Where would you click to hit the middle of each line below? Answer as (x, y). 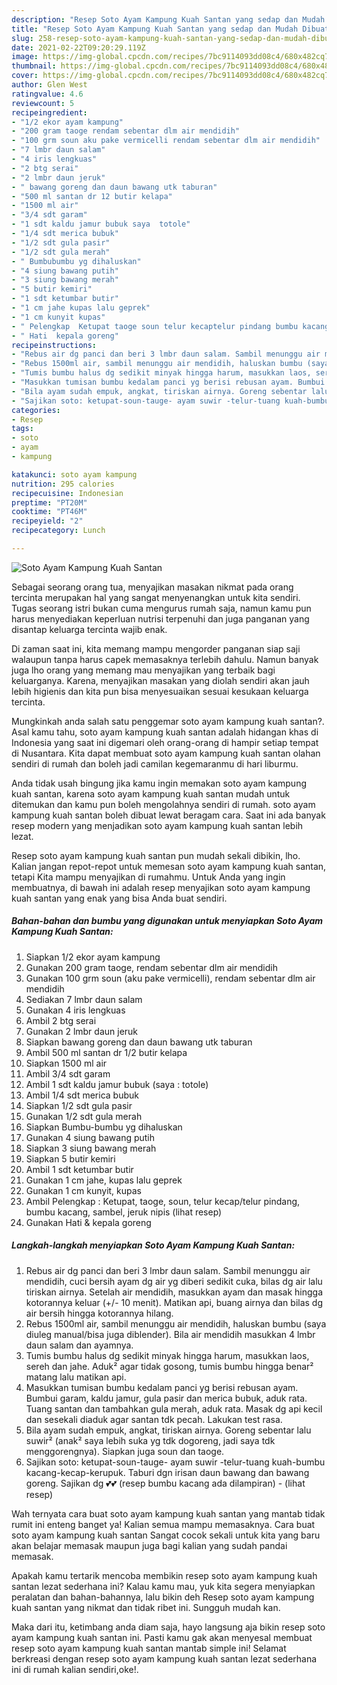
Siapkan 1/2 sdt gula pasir (79, 1105)
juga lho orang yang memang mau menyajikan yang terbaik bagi (143, 670)
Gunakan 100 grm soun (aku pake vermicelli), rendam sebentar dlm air (170, 978)
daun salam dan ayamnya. (79, 1345)
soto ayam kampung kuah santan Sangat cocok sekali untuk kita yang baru (166, 1535)
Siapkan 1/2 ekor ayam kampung (93, 957)
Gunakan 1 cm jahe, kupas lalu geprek (104, 1180)
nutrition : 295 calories (63, 484)
